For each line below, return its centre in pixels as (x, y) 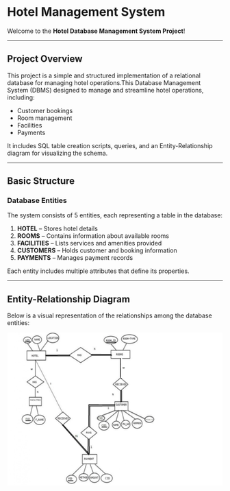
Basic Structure (41, 181)
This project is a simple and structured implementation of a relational (104, 75)
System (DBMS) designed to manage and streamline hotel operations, (105, 90)
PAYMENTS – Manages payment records (75, 258)
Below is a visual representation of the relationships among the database (110, 315)
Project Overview (45, 59)
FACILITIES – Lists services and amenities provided (89, 243)
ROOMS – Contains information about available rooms (93, 236)
